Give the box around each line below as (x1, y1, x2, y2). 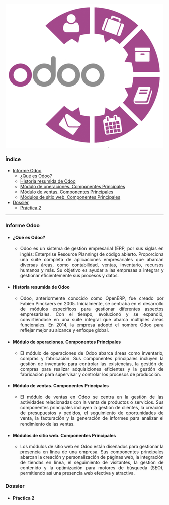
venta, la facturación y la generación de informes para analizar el (20, 415, 164, 422)
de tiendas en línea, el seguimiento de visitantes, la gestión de (20, 459, 164, 466)
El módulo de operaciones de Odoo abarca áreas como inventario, (20, 350, 164, 356)
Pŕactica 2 (12, 495, 35, 501)
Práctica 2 (20, 205, 42, 211)
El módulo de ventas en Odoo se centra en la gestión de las (20, 394, 164, 400)
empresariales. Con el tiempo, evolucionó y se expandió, (20, 311, 164, 317)
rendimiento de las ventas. (20, 421, 75, 427)
